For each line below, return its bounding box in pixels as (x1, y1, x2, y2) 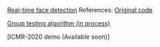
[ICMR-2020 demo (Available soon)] (7, 32, 110, 41)
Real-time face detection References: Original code (7, 6, 153, 14)
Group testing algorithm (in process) (7, 19, 110, 27)
